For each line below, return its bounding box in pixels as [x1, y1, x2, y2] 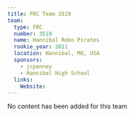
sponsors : [13, 57, 43, 64]
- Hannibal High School [20, 69, 91, 76]
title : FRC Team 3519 [7, 10, 72, 18]
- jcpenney [20, 63, 52, 70]
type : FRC [13, 23, 43, 30]
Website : [20, 83, 46, 90]
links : [13, 76, 33, 83]
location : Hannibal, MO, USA [13, 50, 100, 57]
